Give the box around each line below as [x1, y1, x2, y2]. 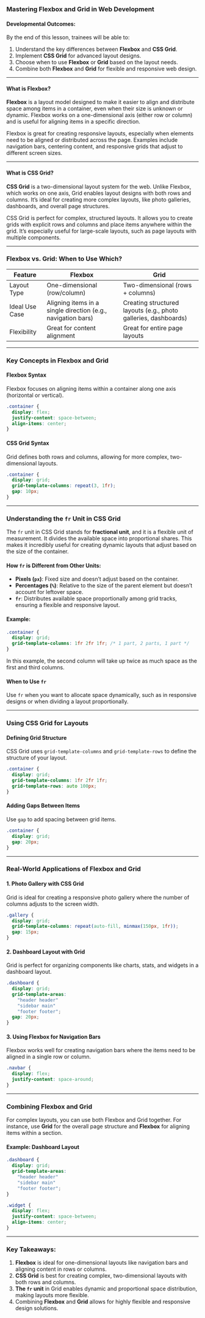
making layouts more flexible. [15, 1292, 90, 1299]
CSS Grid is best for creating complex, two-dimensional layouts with [15, 1272, 187, 1279]
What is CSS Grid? [6, 169, 54, 176]
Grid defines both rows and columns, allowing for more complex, [6, 453, 169, 461]
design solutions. [15, 1305, 59, 1312]
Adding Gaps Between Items [6, 802, 81, 810]
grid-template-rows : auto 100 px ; [12, 783, 97, 789]
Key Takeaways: [6, 1245, 56, 1254]
